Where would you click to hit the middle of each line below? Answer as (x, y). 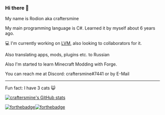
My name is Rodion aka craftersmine (42, 19)
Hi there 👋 (17, 8)
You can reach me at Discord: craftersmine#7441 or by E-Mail (67, 74)
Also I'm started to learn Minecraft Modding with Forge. (61, 64)
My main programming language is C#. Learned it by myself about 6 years (80, 28)
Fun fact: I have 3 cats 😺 (30, 88)
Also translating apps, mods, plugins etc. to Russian (57, 55)
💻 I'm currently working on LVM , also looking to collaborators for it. (74, 43)
